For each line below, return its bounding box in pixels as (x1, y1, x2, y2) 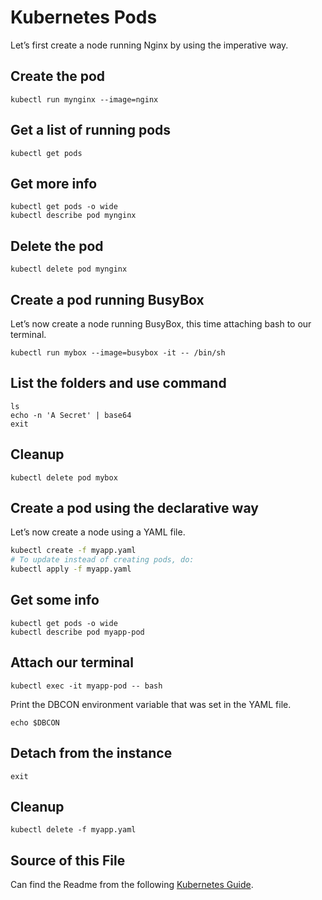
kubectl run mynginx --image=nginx (10, 94, 159, 105)
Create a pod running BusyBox (10, 291, 205, 308)
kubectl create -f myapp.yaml (10, 546, 137, 556)
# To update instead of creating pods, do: (10, 555, 195, 565)
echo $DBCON (10, 717, 60, 728)
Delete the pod (10, 237, 104, 255)
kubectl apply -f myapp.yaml (10, 564, 132, 575)
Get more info (10, 175, 98, 192)
